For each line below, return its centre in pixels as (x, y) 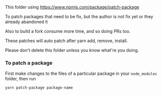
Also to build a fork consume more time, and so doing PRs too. (68, 31)
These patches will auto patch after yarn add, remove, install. (66, 41)
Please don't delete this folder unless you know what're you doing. (72, 50)
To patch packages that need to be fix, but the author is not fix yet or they (79, 16)
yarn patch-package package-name (39, 88)
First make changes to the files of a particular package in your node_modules (81, 73)
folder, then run (20, 79)
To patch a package (29, 63)
